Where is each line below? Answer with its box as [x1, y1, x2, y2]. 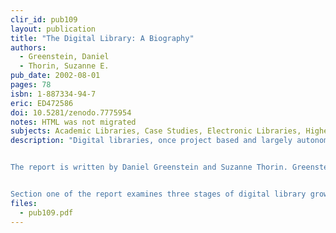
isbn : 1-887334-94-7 [10, 89, 97, 99]
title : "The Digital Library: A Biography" [10, 33, 195, 43]
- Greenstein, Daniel [19, 52, 110, 62]
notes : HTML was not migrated [10, 117, 137, 127]
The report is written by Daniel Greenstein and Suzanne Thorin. [10, 162, 288, 173]
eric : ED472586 [10, 98, 74, 108]
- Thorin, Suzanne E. [19, 61, 110, 71]
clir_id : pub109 [10, 14, 78, 25]
